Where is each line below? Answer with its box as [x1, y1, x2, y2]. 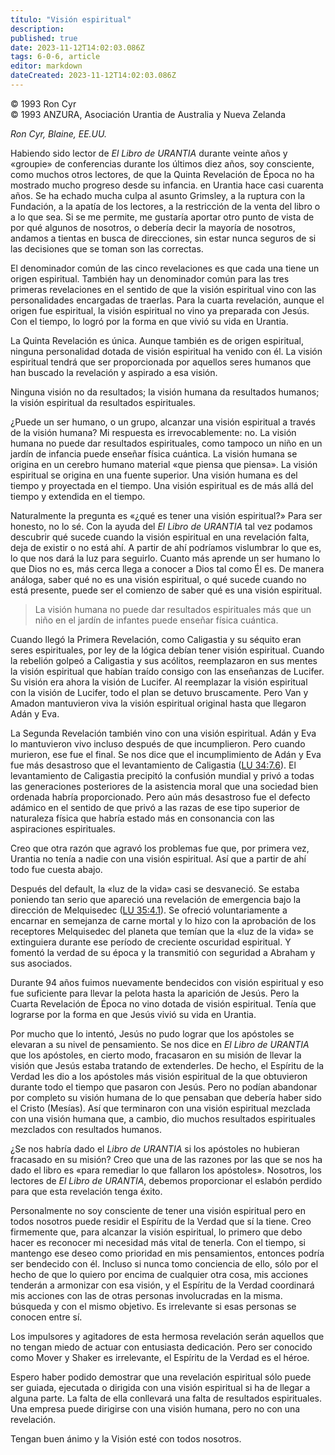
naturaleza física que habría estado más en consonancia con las [10, 812, 275, 824]
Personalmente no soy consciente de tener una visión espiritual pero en [10, 1204, 306, 1216]
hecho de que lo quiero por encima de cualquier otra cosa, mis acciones [10, 1268, 309, 1280]
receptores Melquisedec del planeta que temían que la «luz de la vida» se [10, 925, 314, 937]
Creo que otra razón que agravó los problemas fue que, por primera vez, [10, 842, 310, 854]
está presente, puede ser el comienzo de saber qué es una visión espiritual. [10, 584, 323, 596]
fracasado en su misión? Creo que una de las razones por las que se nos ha [10, 1153, 323, 1165]
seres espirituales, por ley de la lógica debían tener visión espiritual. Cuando [10, 644, 325, 656]
